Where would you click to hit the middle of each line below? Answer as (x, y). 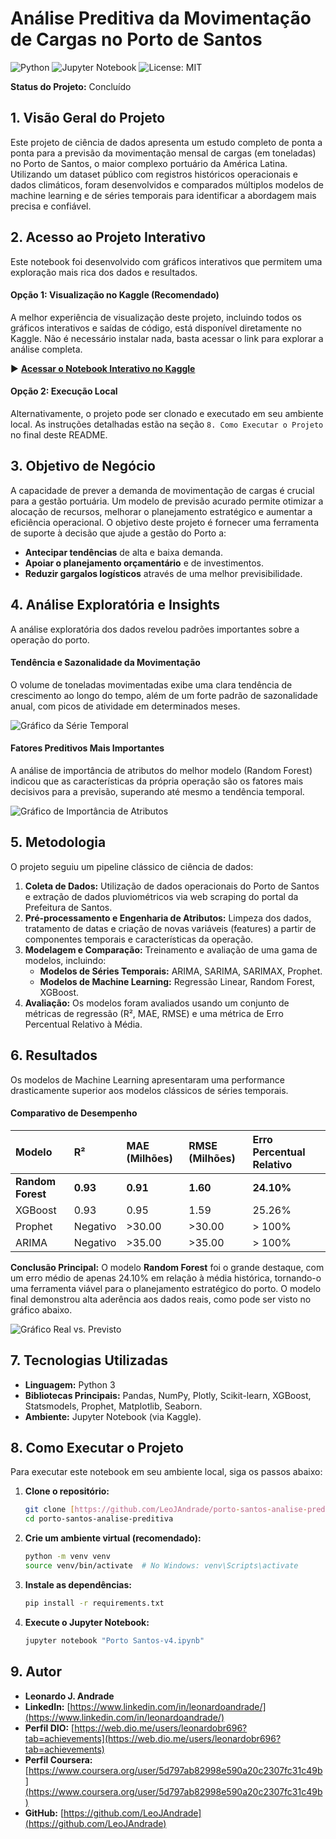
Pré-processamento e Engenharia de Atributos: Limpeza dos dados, (168, 918)
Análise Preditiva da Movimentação (161, 18)
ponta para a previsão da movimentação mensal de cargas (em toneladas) (163, 153)
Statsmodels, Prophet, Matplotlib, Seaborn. (113, 1406)
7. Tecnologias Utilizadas (89, 1360)
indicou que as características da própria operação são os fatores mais (157, 781)
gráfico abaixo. (41, 1309)
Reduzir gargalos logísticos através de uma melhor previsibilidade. (163, 573)
